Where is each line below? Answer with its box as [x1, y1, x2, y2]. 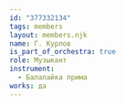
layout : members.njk [9, 30, 89, 39]
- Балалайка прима [17, 73, 89, 82]
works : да [9, 81, 47, 90]
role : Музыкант [9, 56, 68, 65]
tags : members [9, 22, 64, 31]
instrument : [9, 65, 55, 74]
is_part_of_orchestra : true [9, 47, 117, 57]
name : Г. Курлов [9, 38, 71, 48]
